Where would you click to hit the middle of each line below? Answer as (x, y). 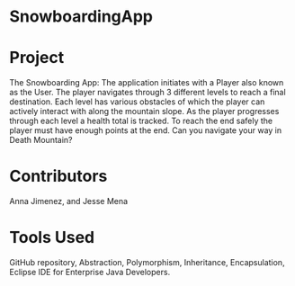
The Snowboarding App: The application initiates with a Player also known (147, 83)
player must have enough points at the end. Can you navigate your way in (146, 130)
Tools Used (52, 238)
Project (37, 58)
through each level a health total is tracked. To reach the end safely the (141, 121)
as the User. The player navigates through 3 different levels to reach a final (147, 93)
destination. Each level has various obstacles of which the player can (137, 102)
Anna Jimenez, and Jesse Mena (69, 201)
